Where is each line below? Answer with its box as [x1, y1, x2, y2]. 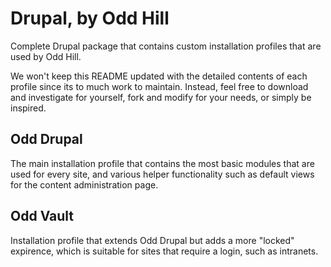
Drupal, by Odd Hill [10, 7, 170, 30]
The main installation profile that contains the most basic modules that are [10, 157, 315, 169]
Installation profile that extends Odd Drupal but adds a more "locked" [10, 234, 295, 246]
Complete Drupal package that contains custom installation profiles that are [10, 40, 322, 52]
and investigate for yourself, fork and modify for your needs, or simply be [10, 91, 312, 103]
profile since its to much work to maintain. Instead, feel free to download [10, 80, 309, 92]
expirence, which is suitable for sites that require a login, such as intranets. [10, 245, 319, 257]
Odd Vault [10, 208, 75, 225]
